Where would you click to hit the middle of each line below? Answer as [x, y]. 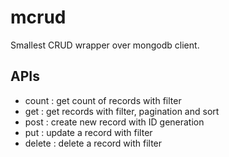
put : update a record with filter [88, 132]
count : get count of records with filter [103, 100]
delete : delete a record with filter [93, 143]
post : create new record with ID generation [114, 122]
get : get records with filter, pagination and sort [122, 111]
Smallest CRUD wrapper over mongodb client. [105, 45]
